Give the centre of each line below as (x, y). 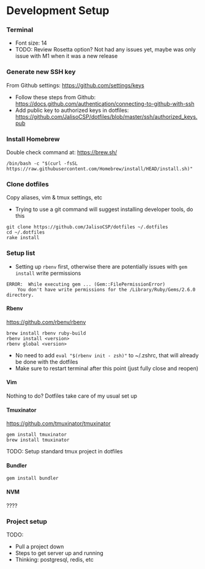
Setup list (21, 253)
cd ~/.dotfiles (26, 232)
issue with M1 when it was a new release (66, 56)
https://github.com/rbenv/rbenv (46, 322)
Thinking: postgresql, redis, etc (54, 559)
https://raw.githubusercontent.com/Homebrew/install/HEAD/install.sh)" (99, 169)
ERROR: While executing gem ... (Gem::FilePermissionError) (86, 284)
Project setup (27, 521)
